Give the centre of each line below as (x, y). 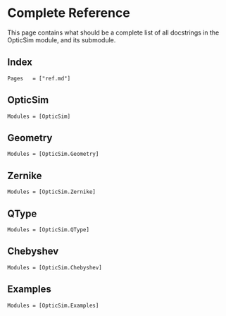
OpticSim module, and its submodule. (62, 39)
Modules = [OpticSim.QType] (49, 230)
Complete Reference (69, 13)
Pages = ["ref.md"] (39, 78)
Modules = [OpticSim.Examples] (53, 305)
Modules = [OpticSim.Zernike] (52, 192)
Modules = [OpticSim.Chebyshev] (55, 267)
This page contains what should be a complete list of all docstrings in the (113, 32)
